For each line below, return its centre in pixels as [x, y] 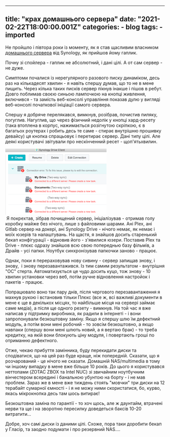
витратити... [18, 414]
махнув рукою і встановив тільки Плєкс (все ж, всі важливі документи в [84, 297]
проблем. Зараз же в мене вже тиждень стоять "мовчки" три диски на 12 [85, 382]
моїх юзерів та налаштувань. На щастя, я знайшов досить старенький [81, 234]
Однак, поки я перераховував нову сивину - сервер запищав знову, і [80, 260]
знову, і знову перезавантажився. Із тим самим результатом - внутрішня [85, 266]
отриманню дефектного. [32, 340]
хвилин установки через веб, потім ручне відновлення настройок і [78, 277]
